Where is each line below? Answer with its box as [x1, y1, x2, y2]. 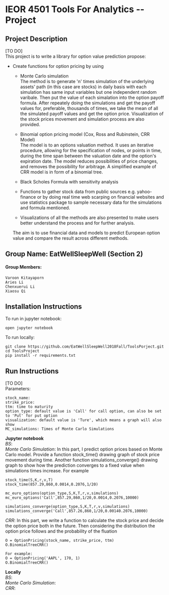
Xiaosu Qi [5, 288, 26, 293]
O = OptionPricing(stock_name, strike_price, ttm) [5, 538, 114, 543]
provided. [20, 122, 40, 127]
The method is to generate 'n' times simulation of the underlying [20, 79, 154, 84]
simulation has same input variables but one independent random [20, 89, 157, 95]
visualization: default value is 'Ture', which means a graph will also [5, 418, 162, 423]
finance [20, 194, 36, 200]
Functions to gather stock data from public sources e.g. [20, 189, 136, 195]
